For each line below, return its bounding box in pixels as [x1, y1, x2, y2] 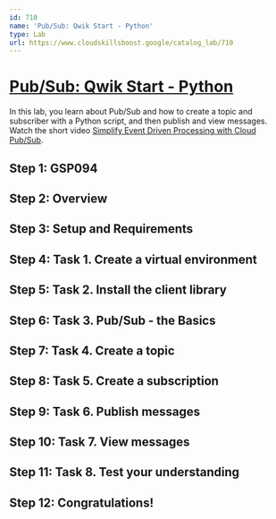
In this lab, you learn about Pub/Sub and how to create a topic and [9, 106, 253, 117]
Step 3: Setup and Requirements [9, 221, 194, 237]
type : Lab [9, 30, 46, 38]
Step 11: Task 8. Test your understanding [9, 464, 239, 480]
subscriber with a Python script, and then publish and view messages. [9, 115, 268, 126]
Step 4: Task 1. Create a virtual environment [9, 251, 257, 267]
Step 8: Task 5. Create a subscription [9, 373, 219, 389]
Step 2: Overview [9, 191, 108, 206]
